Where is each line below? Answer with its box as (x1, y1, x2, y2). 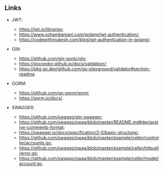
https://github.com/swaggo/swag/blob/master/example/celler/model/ (19, 155, 159, 161)
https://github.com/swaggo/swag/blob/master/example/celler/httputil (19, 145, 159, 151)
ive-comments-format (19, 124, 64, 130)
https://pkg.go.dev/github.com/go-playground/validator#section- (19, 66, 150, 72)
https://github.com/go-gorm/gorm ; (19, 90, 90, 95)
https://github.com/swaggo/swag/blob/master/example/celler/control (19, 134, 159, 140)
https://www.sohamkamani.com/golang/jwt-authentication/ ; (19, 31, 140, 37)
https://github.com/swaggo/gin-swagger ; (19, 114, 103, 120)
